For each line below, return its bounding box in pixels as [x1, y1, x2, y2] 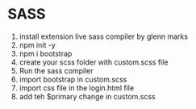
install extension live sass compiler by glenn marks [19, 31, 189, 41]
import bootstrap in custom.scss [19, 74, 127, 84]
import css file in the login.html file [19, 82, 135, 93]
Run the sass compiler [19, 65, 94, 75]
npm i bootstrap [19, 48, 73, 58]
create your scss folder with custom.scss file [19, 57, 169, 67]
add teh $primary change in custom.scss [19, 91, 156, 101]
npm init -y [19, 40, 56, 49]
